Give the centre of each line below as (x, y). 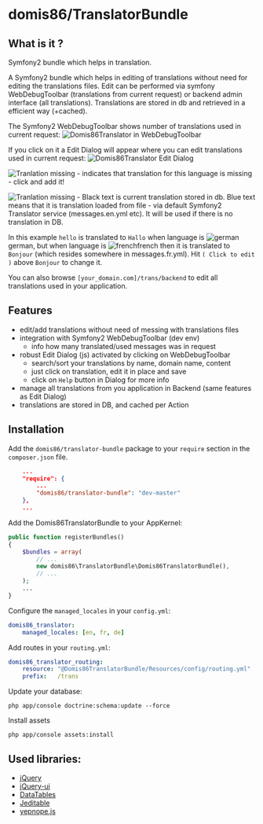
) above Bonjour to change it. (55, 262)
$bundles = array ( (52, 552)
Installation (36, 430)
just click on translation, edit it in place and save (109, 371)
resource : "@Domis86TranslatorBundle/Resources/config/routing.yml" (137, 669)
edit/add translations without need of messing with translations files (129, 329)
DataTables (38, 794)
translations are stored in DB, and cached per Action (104, 405)
